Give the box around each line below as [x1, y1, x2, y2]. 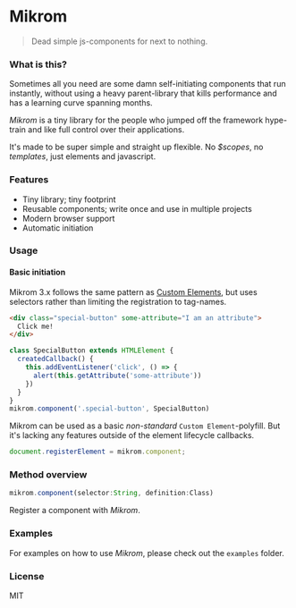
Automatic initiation [21, 222, 94, 233]
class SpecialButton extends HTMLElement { [9, 346, 174, 355]
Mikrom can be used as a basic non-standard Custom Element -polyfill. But [9, 420, 281, 431]
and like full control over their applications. [28, 124, 185, 135]
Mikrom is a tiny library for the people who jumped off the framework [9, 114, 264, 126]
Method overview [9, 469, 88, 481]
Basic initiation [9, 266, 66, 278]
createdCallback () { [17, 355, 94, 364]
